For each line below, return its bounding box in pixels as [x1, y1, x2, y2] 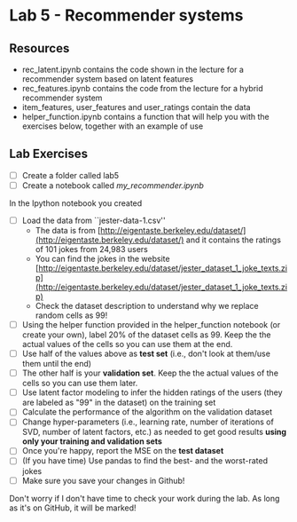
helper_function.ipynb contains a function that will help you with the [21, 112, 270, 122]
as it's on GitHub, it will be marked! [9, 502, 137, 513]
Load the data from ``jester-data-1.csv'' [21, 215, 166, 225]
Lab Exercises [9, 146, 89, 162]
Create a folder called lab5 [21, 170, 120, 180]
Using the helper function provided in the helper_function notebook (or [21, 320, 281, 329]
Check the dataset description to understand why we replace [35, 301, 259, 311]
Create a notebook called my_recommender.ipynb [21, 179, 204, 191]
